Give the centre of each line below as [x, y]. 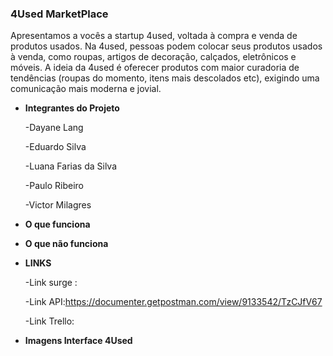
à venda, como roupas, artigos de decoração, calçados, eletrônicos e [153, 57]
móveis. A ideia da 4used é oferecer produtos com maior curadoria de [155, 68]
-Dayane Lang [54, 128]
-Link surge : [51, 283]
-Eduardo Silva [55, 147]
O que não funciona [66, 244]
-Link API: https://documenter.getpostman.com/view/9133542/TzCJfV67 [173, 302]
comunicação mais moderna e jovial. [86, 89]
